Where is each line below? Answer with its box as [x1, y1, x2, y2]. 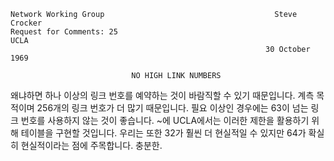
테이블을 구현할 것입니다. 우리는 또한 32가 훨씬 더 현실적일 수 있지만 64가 [20, 127, 307, 139]
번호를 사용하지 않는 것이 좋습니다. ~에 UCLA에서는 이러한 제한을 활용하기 [20, 115, 310, 126]
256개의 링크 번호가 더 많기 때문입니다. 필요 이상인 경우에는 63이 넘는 [36, 102, 309, 114]
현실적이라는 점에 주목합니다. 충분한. [20, 140, 163, 151]
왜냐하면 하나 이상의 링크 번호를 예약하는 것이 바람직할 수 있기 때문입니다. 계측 [10, 90, 315, 101]
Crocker [10, 18, 43, 28]
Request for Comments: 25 [10, 27, 118, 37]
